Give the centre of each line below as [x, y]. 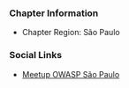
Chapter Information [54, 13]
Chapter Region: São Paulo [71, 33]
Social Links [36, 55]
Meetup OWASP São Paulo [71, 74]
